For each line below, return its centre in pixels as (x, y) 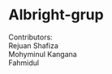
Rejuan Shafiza (33, 45)
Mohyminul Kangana (43, 54)
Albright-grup (56, 15)
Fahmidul (24, 63)
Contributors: (30, 37)
